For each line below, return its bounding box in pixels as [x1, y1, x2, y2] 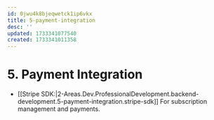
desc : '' [7, 23, 33, 30]
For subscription [160, 98, 208, 106]
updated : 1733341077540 [7, 29, 77, 37]
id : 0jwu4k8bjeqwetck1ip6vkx [7, 10, 93, 18]
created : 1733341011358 [7, 36, 77, 44]
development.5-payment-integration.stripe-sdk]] [17, 98, 159, 106]
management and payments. [17, 105, 100, 113]
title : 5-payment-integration [7, 17, 96, 24]
